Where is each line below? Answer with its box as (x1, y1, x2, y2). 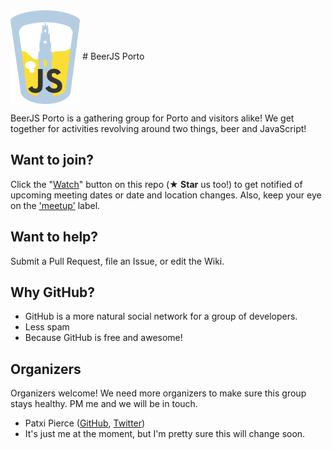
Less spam (24, 321, 70, 333)
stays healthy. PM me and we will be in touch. (10, 398, 198, 410)
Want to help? (10, 229, 99, 246)
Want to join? (10, 152, 94, 169)
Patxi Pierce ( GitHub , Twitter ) (24, 417, 146, 429)
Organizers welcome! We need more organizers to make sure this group (10, 387, 307, 399)
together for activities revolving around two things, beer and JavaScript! (10, 123, 307, 134)
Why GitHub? (10, 284, 96, 301)
